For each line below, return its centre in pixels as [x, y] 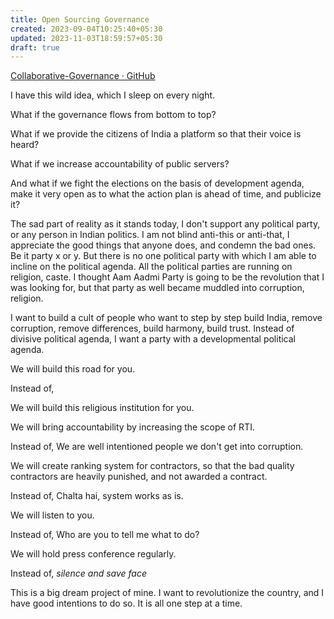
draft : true [35, 47]
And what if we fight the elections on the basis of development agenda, [157, 183]
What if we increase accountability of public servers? [120, 164]
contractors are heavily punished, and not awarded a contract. [139, 477]
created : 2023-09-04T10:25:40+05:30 [86, 29]
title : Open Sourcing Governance [80, 19]
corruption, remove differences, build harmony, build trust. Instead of [152, 328]
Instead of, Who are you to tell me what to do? [105, 535]
